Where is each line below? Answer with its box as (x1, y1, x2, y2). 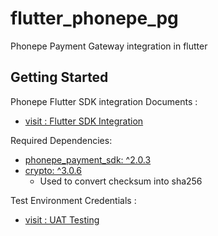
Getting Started (10, 69, 109, 86)
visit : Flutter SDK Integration (24, 115, 144, 127)
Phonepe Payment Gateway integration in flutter (10, 40, 208, 52)
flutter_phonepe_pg (10, 7, 179, 30)
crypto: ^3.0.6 (24, 164, 82, 176)
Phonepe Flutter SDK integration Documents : (10, 95, 198, 107)
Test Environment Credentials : (10, 194, 137, 206)
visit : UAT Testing (24, 213, 100, 226)
